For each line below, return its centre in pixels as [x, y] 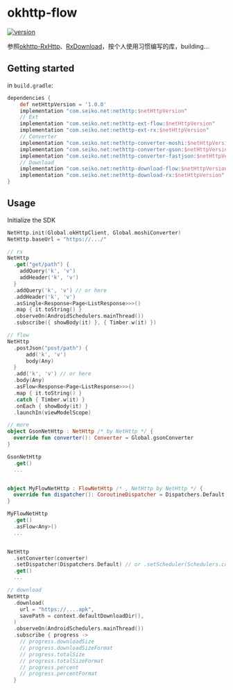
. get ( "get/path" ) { [42, 265]
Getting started [41, 68]
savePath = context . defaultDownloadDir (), [82, 616]
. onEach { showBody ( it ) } [51, 406]
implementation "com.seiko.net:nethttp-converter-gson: [102, 149]
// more [18, 425]
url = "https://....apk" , [57, 609]
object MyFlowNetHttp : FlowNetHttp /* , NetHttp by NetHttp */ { [105, 488]
